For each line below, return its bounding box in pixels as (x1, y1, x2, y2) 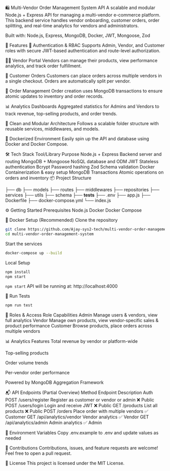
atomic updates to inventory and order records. (5, 93, 104, 99)
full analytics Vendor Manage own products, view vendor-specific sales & (5, 318, 159, 324)
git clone (5, 227, 26, 232)
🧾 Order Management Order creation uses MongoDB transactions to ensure (5, 88, 163, 94)
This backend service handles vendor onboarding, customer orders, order (5, 17, 160, 23)
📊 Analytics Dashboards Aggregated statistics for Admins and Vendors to (5, 103, 159, 109)
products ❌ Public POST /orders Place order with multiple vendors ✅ (5, 408, 148, 414)
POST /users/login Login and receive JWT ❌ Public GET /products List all (5, 403, 158, 409)
